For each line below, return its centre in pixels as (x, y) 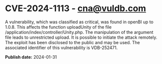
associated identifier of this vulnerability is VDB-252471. (61, 48)
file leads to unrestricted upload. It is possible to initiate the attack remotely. (81, 37)
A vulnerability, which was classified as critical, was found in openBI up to (79, 22)
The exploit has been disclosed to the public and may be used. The (72, 42)
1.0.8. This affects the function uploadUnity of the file (58, 27)
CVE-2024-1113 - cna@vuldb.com (76, 8)
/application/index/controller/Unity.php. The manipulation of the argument (79, 32)
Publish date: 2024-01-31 (31, 57)
